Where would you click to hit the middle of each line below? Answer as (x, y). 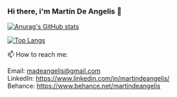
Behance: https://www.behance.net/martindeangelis (84, 86)
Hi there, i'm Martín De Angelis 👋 (65, 11)
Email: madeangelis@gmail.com (54, 71)
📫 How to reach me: (38, 55)
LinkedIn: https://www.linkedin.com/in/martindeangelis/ (88, 79)
